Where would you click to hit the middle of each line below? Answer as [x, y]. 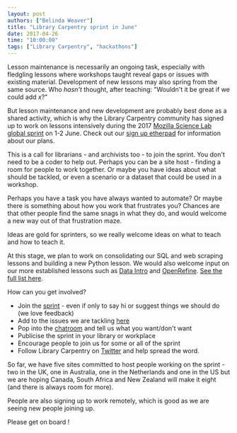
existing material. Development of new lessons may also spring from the [112, 82]
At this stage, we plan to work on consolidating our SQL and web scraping [115, 256]
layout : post [27, 14]
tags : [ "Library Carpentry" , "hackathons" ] [73, 47]
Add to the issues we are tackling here [73, 321]
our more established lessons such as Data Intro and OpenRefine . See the [115, 271]
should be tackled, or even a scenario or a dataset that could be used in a [114, 177]
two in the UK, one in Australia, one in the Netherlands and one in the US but [119, 372]
